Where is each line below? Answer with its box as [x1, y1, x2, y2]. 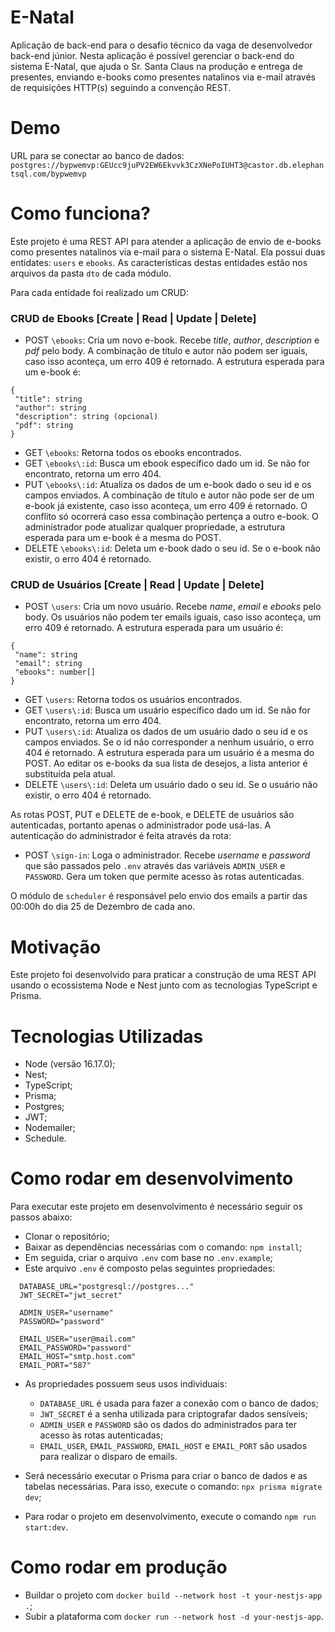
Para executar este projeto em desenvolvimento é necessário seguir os [10, 1201, 303, 1213]
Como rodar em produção [10, 1556, 228, 1579]
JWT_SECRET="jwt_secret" [19, 1291, 123, 1301]
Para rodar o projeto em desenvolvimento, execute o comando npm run [24, 1511, 317, 1523]
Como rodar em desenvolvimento [10, 1167, 294, 1190]
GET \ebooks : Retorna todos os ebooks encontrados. [24, 447, 242, 459]
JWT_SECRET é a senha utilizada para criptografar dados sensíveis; [39, 1408, 308, 1420]
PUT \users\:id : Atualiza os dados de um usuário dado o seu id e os [24, 726, 308, 738]
